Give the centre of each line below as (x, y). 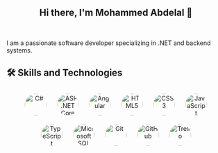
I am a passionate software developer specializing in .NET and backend (109, 43)
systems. (19, 50)
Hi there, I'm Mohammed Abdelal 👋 (116, 13)
